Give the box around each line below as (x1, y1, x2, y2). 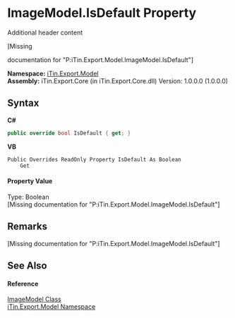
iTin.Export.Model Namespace (7, 302, 96, 311)
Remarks (7, 221, 48, 233)
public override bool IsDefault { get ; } (7, 129, 131, 137)
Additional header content (7, 28, 83, 37)
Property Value (7, 177, 53, 185)
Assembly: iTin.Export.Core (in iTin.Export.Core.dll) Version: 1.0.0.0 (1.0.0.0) (7, 76, 228, 85)
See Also (7, 259, 47, 272)
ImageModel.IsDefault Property (7, 5, 197, 21)
